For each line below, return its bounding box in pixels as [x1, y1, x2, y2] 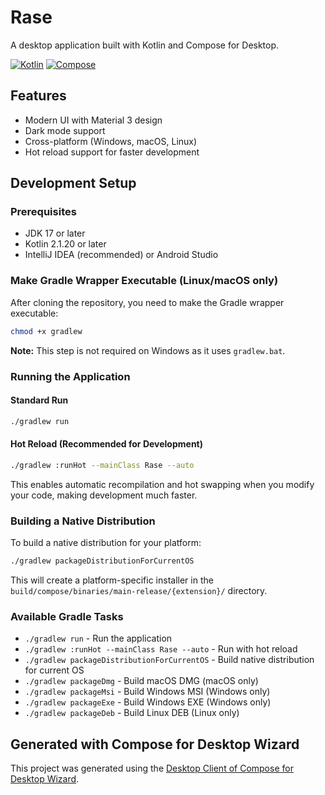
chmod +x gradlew [10, 326, 83, 336]
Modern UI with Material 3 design [24, 114, 163, 126]
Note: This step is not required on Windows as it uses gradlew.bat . [10, 344, 286, 356]
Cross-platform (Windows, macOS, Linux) [24, 135, 198, 147]
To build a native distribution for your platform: [10, 536, 202, 548]
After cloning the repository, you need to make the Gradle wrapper [10, 296, 285, 308]
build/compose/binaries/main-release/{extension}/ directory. [10, 584, 268, 596]
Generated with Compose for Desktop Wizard [10, 736, 300, 753]
